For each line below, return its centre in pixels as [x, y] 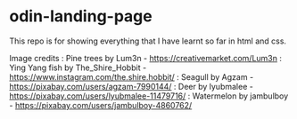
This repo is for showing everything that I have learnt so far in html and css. [148, 41]
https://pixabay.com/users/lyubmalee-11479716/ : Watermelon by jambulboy [149, 96]
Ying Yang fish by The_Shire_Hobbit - [78, 67]
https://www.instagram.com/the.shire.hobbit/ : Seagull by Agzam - [132, 76]
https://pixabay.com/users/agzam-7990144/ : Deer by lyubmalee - [132, 86]
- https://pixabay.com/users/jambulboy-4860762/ [101, 105]
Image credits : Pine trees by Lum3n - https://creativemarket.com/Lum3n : [146, 58]
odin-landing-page [81, 16]
